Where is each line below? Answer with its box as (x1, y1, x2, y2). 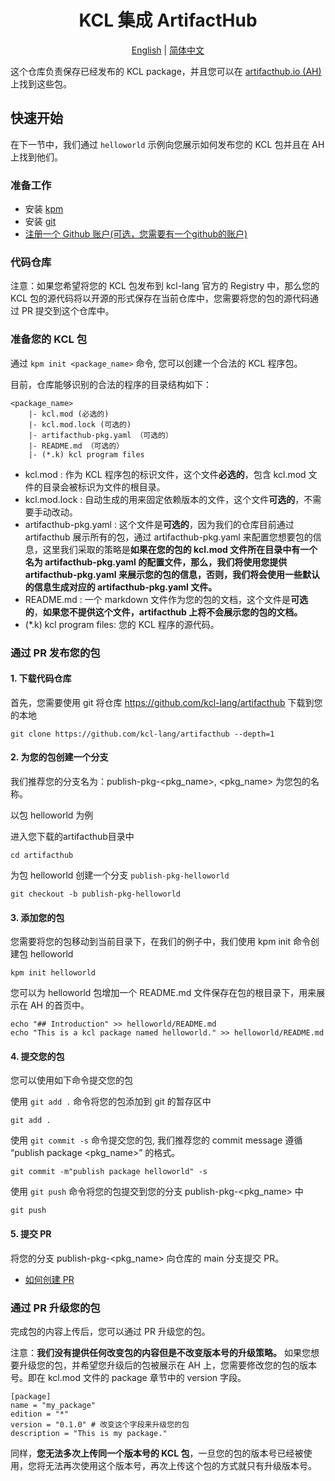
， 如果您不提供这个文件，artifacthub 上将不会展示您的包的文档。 (33, 606, 303, 618)
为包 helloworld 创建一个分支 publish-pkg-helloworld (10, 869, 230, 881)
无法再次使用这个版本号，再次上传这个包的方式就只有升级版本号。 (44, 1459, 317, 1471)
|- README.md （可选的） (28, 441, 125, 451)
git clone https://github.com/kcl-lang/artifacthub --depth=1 (10, 729, 275, 739)
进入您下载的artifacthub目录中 (10, 830, 135, 842)
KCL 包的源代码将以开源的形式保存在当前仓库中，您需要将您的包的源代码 (10, 292, 311, 305)
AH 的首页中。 (29, 999, 90, 1011)
